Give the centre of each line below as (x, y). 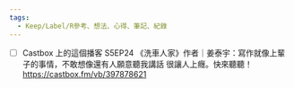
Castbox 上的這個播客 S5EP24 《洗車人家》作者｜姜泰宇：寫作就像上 (150, 53)
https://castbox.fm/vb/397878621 (84, 74)
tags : (19, 18)
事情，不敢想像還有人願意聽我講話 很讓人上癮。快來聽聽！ (145, 64)
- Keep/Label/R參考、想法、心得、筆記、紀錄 (92, 26)
